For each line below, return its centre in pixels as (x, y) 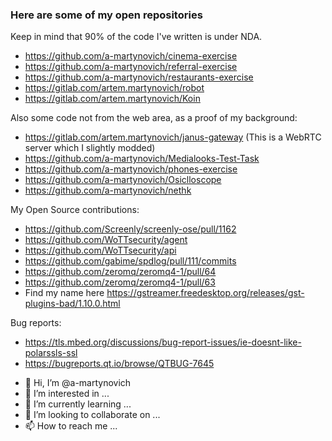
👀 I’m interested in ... (67, 394)
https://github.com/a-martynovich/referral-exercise (131, 67)
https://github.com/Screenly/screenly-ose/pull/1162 (130, 229)
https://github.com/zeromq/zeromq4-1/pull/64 (120, 272)
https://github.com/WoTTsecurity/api (100, 250)
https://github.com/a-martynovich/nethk (108, 190)
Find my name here (64, 293)
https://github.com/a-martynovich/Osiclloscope (123, 180)
